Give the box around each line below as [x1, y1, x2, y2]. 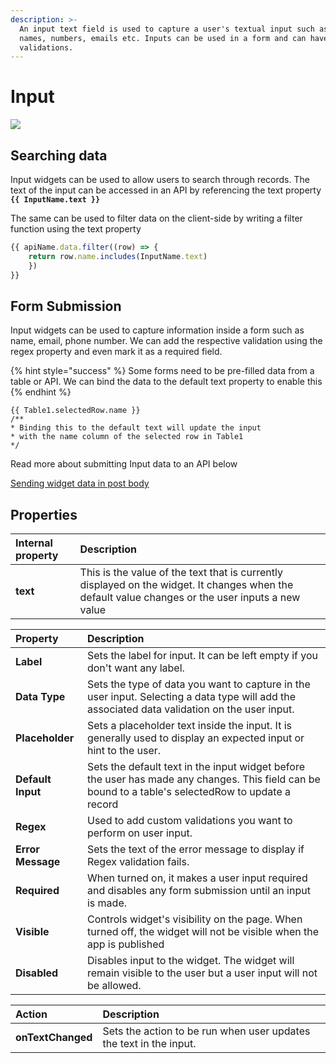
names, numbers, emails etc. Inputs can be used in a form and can [19, 33, 307, 43]
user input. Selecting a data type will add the [86, 690, 297, 704]
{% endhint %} [10, 386, 72, 398]
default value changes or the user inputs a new [79, 591, 301, 605]
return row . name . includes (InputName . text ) [28, 251, 208, 261]
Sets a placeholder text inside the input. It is [86, 719, 292, 733]
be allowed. [86, 979, 142, 993]
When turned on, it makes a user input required [86, 871, 308, 885]
